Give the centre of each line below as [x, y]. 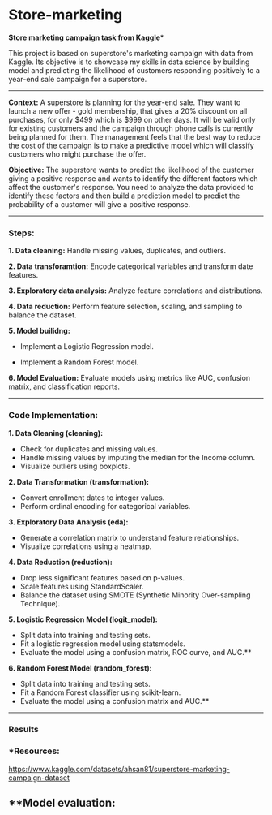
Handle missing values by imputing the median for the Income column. [138, 457]
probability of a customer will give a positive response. [100, 204]
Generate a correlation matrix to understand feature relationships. [130, 537]
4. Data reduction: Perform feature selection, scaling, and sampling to [125, 307]
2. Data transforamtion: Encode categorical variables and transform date [131, 266]
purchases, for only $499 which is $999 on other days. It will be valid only [132, 119]
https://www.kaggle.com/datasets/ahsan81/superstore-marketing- [119, 769]
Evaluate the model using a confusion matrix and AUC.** [115, 701]
